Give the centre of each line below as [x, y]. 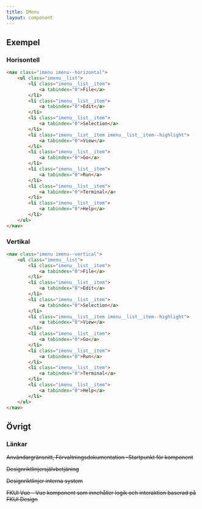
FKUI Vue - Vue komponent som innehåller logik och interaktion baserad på [101, 493]
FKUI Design [22, 499]
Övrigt [19, 426]
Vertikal [18, 241]
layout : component [30, 18]
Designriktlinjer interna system [45, 481]
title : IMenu [23, 12]
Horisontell [23, 60]
